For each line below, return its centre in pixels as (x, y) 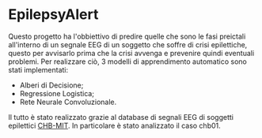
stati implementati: (38, 69)
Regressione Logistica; (57, 93)
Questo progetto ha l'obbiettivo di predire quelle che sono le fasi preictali (127, 36)
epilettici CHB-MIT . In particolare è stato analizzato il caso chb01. (115, 125)
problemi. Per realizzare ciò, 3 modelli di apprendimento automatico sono (127, 62)
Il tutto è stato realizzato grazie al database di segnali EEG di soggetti (121, 117)
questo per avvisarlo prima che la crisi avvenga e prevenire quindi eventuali (131, 53)
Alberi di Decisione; (51, 85)
